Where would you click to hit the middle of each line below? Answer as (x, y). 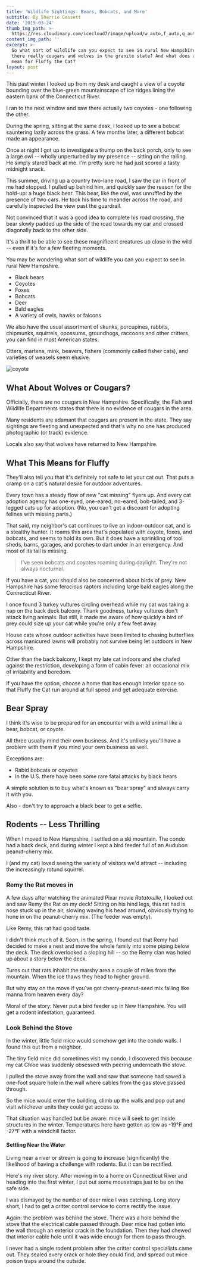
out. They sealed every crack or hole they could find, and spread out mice (97, 1255)
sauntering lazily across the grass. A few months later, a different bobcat (95, 132)
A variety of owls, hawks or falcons (58, 316)
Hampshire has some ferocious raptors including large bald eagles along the (100, 586)
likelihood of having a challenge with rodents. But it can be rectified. (90, 1164)
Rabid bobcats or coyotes (46, 770)
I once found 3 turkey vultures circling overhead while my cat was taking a (98, 604)
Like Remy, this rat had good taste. (49, 928)
